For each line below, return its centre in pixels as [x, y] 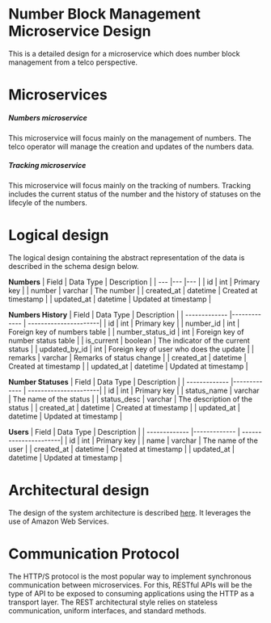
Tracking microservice [47, 165]
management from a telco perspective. [73, 62]
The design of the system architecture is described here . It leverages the [130, 512]
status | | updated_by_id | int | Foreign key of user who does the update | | [131, 349]
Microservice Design [80, 31]
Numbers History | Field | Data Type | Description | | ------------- [118, 315]
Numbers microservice [48, 117]
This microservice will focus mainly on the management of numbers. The [130, 138]
